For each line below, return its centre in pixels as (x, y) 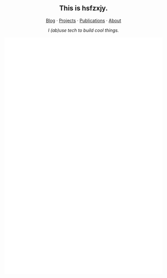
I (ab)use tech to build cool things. (83, 30)
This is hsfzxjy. (83, 8)
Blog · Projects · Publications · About (83, 20)
